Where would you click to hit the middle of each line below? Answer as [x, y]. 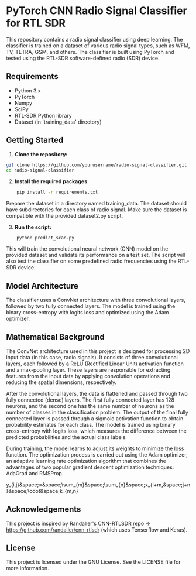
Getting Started [35, 140]
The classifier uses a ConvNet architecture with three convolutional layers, [96, 300]
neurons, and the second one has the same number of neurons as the [90, 406]
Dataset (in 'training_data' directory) [58, 122]
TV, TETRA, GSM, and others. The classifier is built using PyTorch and [90, 52]
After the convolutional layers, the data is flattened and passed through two [97, 393]
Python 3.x [27, 90]
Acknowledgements [44, 510]
